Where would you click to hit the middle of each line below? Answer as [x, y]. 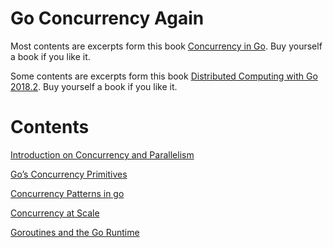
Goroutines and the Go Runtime [75, 232]
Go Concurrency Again [107, 18]
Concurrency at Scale [55, 213]
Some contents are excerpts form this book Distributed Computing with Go [164, 76]
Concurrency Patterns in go [67, 193]
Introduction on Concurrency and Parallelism [102, 154]
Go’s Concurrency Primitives [69, 174]
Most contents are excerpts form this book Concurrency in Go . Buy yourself [166, 46]
